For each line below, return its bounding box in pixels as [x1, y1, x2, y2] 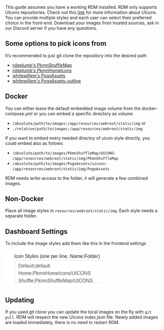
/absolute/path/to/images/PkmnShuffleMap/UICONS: [12, 151, 117, 156]
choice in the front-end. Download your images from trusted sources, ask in [5, 20, 159, 26]
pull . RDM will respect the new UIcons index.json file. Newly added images [5, 314, 159, 320]
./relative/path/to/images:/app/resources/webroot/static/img [12, 126, 143, 131]
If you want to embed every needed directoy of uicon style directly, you [5, 135, 150, 141]
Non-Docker [5, 195, 44, 203]
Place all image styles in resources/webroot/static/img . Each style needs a [5, 207, 158, 214]
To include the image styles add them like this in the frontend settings [5, 241, 146, 247]
